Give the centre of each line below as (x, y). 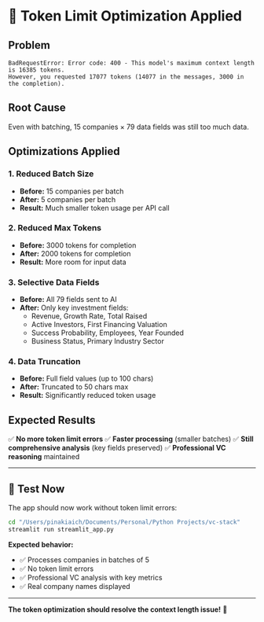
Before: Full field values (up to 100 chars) (86, 379)
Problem (29, 45)
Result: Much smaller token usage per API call (95, 208)
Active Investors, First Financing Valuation (99, 325)
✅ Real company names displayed (75, 586)
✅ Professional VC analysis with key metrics (91, 577)
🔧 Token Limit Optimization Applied (125, 16)
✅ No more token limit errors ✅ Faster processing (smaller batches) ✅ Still (131, 439)
